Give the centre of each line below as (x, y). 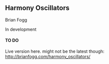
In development (21, 29)
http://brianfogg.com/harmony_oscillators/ (48, 57)
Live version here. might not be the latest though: (55, 51)
